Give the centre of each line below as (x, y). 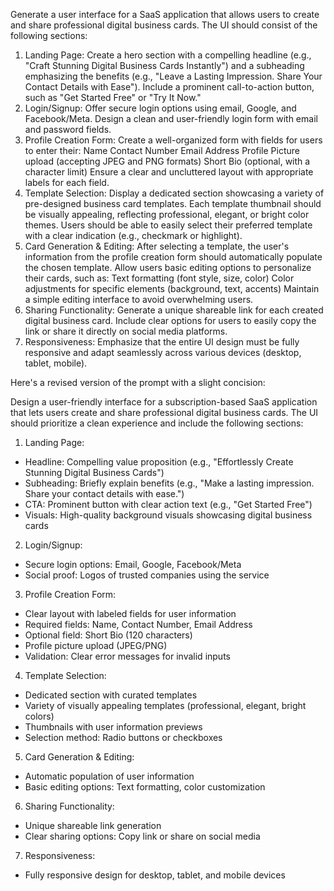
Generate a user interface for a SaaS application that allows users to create (165, 14)
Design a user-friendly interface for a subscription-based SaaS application (164, 402)
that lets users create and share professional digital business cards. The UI (164, 412)
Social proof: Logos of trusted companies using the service (147, 575)
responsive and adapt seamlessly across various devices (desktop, (163, 352)
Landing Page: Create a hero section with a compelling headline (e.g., (168, 55)
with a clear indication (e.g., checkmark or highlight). (133, 235)
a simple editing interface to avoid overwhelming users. (139, 299)
